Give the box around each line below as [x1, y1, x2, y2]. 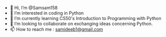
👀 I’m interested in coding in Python [10, 10, 84, 16]
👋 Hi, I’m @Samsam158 [10, 5, 58, 10]
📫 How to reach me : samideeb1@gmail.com [10, 26, 103, 32]
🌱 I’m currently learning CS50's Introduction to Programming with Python [10, 15, 161, 21]
